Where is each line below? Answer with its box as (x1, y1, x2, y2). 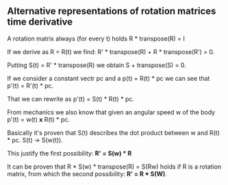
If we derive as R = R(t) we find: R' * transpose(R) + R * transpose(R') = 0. (7, 47, 215, 56)
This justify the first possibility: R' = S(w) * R (7, 149, 132, 157)
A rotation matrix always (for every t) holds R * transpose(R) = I (7, 34, 185, 42)
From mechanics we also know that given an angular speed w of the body (7, 108, 216, 116)
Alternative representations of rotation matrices (7, 5, 216, 17)
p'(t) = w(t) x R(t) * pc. (7, 115, 71, 123)
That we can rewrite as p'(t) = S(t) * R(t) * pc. (7, 95, 135, 103)
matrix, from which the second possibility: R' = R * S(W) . (7, 169, 168, 177)
